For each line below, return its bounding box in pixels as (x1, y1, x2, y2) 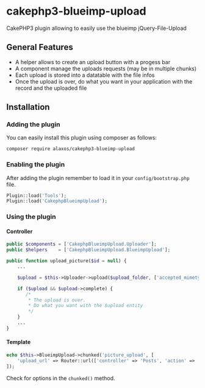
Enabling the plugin (6, 160, 65, 169)
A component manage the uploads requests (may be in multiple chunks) (15, 65, 197, 72)
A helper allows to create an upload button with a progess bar (15, 58, 171, 65)
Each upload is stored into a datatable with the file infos (15, 71, 155, 79)
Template (6, 339, 31, 346)
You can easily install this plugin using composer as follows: (6, 134, 157, 142)
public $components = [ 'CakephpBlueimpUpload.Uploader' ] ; (6, 241, 157, 248)
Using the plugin (6, 212, 56, 221)
